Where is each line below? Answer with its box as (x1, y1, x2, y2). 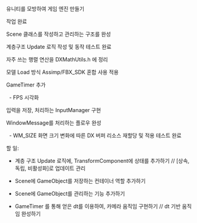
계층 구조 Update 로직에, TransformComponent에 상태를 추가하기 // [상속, (14, 157, 190, 164)
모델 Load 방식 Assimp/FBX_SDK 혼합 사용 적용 (6, 69, 119, 76)
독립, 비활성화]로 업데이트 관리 (14, 165, 86, 172)
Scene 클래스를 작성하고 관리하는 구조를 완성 (6, 30, 112, 38)
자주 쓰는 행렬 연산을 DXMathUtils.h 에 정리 (6, 56, 109, 63)
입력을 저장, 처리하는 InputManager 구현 (6, 107, 101, 113)
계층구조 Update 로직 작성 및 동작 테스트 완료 (6, 44, 112, 50)
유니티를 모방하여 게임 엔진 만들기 (6, 5, 85, 12)
